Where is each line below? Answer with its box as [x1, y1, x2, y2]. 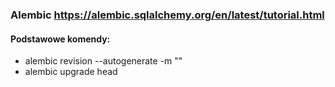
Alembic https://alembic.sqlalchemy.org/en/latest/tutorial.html [10, 8, 325, 22]
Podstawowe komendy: [10, 33, 111, 45]
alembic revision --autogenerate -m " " [24, 55, 183, 67]
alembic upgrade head [24, 66, 118, 78]
